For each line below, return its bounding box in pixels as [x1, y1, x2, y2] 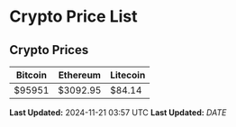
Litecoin [109, 69, 146, 81]
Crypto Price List [9, 6, 138, 27]
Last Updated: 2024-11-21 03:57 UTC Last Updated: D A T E [9, 107, 227, 118]
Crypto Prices [9, 42, 89, 58]
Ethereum [58, 69, 102, 81]
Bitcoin [15, 69, 48, 81]
